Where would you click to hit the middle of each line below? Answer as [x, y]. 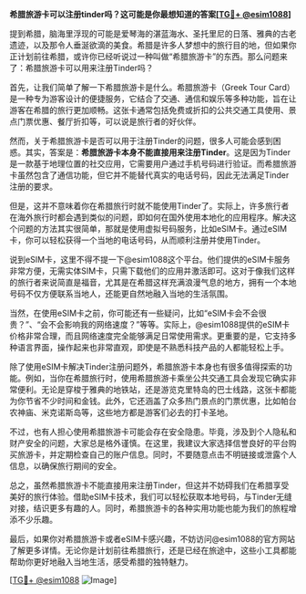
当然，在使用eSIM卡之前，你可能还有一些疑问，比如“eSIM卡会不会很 [138, 313]
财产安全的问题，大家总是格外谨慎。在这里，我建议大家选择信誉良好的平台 [149, 443]
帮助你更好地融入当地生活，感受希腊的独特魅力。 [101, 562]
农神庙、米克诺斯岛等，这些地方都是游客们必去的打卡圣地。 [121, 412]
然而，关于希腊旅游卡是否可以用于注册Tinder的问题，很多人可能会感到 [141, 141]
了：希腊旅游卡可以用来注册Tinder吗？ [82, 68]
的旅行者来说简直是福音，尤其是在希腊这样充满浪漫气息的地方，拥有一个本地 [153, 282]
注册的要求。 [33, 187]
